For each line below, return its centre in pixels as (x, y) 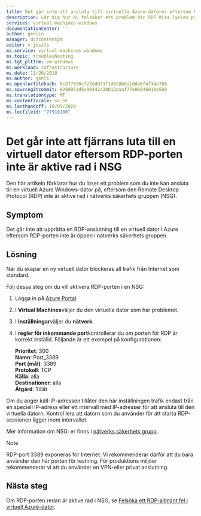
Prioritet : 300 (32, 351)
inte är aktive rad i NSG (64, 167)
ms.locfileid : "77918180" (38, 112)
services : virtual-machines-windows (52, 23)
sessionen (19, 420)
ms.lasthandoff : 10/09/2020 (41, 106)
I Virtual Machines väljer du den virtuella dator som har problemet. (97, 310)
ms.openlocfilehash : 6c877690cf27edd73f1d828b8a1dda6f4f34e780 (87, 84)
